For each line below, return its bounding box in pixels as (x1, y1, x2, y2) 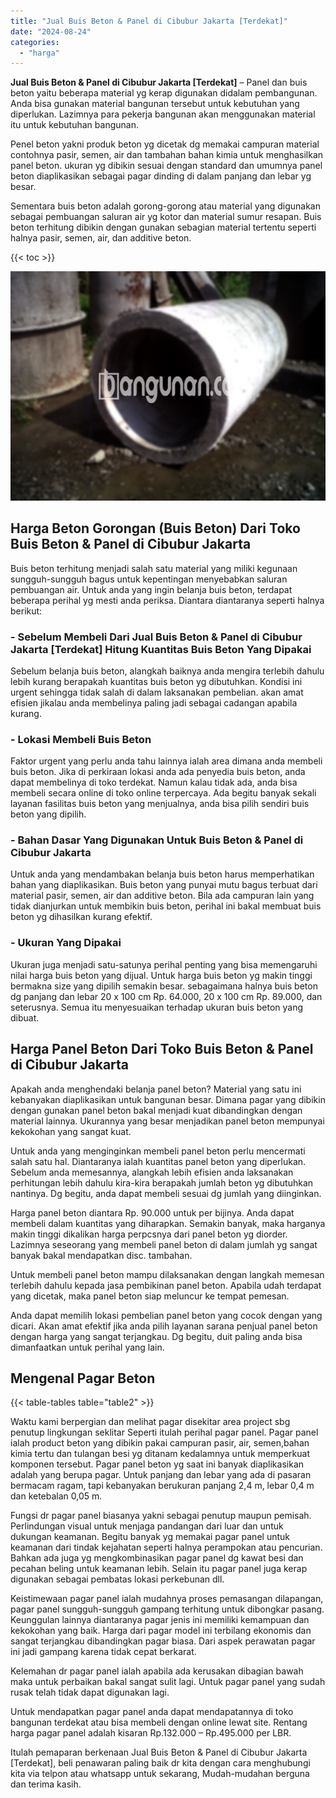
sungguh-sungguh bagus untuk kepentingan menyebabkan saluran (10, 573, 288, 585)
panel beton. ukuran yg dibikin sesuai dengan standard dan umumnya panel (10, 160, 323, 172)
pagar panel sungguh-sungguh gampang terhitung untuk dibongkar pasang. (10, 1603, 325, 1615)
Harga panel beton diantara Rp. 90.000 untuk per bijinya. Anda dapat (10, 1206, 295, 1219)
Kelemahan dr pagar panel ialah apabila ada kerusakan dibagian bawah (10, 1665, 304, 1677)
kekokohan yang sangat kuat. (10, 1125, 132, 1137)
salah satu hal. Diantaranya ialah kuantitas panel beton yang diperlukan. (10, 1155, 307, 1167)
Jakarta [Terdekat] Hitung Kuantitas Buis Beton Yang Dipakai (10, 642, 312, 656)
